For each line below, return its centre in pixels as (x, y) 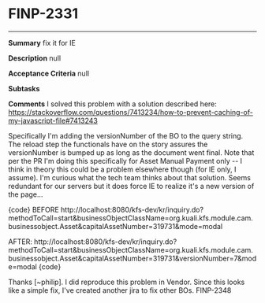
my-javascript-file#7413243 (53, 120)
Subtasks (24, 88)
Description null (35, 58)
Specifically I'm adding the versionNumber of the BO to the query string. (126, 135)
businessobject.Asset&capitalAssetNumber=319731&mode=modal (116, 226)
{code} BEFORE (34, 209)
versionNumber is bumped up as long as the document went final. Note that (131, 152)
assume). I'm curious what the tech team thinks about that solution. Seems (129, 177)
